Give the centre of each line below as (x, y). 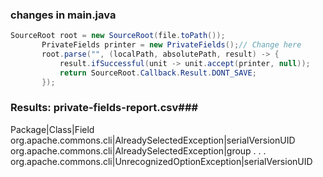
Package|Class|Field (52, 129)
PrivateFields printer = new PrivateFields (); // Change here (171, 45)
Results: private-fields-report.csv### (104, 108)
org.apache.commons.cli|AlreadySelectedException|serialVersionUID (153, 140)
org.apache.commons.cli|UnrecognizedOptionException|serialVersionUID (161, 161)
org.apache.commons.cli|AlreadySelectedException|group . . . (138, 150)
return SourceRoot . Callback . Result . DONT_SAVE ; (158, 73)
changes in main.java (63, 15)
